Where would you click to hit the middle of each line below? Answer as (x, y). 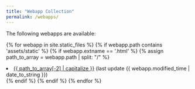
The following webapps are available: (51, 33)
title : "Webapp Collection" (40, 11)
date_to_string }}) (27, 74)
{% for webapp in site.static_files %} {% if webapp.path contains (84, 45)
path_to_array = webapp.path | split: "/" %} (58, 57)
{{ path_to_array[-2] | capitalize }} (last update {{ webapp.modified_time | (102, 68)
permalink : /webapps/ (32, 17)
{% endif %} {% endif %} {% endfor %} (54, 81)
